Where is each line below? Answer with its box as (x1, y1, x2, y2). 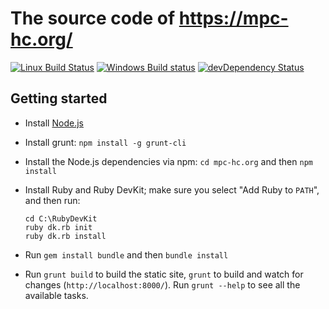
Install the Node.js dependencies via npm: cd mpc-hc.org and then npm (24, 155, 313, 167)
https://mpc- (178, 7, 289, 30)
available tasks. (24, 289, 89, 301)
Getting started (10, 90, 108, 107)
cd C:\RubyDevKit (24, 213, 98, 224)
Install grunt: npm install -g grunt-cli (24, 136, 187, 148)
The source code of (10, 7, 176, 30)
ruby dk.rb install (24, 231, 107, 241)
